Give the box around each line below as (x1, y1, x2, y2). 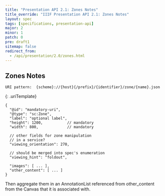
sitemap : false (5, 44, 37, 49)
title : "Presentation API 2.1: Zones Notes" (5, 7, 98, 12)
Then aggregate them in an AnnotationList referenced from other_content (5, 181, 155, 187)
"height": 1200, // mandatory (9, 120, 94, 125)
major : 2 (5, 26, 23, 31)
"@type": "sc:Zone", (9, 112, 52, 117)
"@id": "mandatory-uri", (9, 107, 61, 112)
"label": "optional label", (9, 116, 68, 121)
